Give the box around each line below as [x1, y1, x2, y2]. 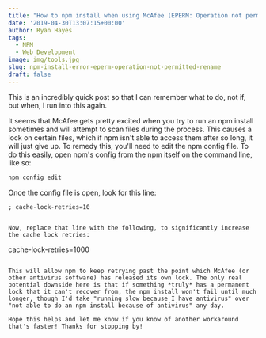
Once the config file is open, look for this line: [8, 188, 157, 197]
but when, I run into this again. [8, 101, 107, 110]
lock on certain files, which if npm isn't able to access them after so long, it [8, 132, 253, 142]
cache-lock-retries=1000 [8, 245, 89, 254]
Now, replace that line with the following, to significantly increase [8, 223, 249, 232]
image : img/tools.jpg [8, 56, 80, 64]
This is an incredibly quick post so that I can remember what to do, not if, [8, 92, 246, 101]
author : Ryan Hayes [8, 26, 73, 34]
